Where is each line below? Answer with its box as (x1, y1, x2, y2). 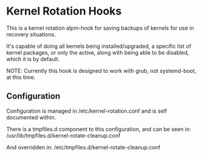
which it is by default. (6, 55, 60, 62)
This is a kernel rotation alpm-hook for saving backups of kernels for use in (6, 24, 194, 32)
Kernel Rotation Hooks (6, 4, 122, 18)
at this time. (6, 73, 36, 81)
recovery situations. (6, 30, 56, 38)
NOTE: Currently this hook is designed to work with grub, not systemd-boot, (6, 67, 197, 74)
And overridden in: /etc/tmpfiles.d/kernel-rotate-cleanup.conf (6, 144, 161, 151)
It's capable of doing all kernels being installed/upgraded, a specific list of (6, 42, 192, 50)
